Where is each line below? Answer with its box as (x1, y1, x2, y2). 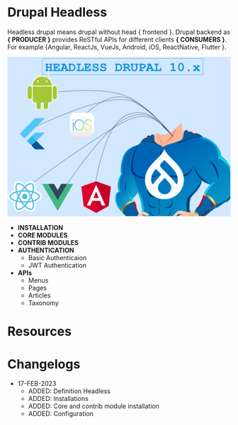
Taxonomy (28, 299, 59, 307)
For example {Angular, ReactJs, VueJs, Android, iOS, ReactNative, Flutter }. (7, 42, 227, 51)
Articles (28, 291, 51, 300)
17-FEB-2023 (17, 380, 57, 388)
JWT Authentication (28, 261, 87, 270)
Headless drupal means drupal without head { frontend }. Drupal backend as (7, 28, 231, 36)
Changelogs (7, 356, 81, 372)
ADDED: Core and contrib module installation (28, 402, 159, 411)
